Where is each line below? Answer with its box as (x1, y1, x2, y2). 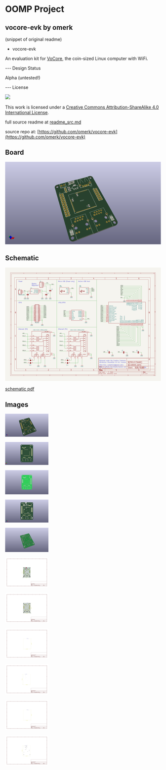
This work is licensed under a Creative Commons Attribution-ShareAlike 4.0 (5, 104, 159, 110)
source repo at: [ (5, 129, 39, 134)
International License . (5, 110, 49, 115)
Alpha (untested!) (5, 75, 41, 80)
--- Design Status (5, 65, 41, 71)
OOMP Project (5, 3, 65, 15)
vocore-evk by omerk (5, 23, 73, 32)
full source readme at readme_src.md (5, 119, 82, 125)
